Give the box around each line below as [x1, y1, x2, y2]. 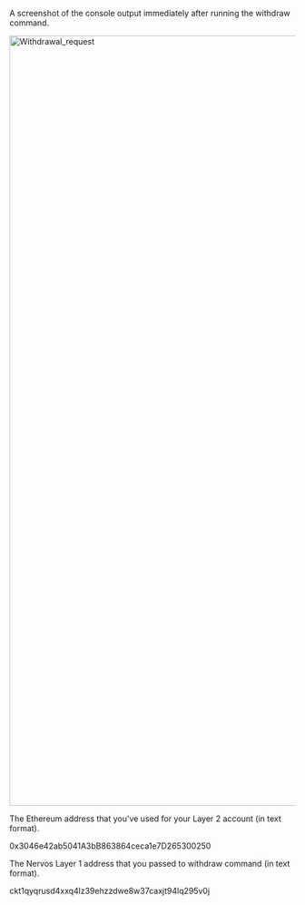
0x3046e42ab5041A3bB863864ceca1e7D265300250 [9, 840, 212, 851]
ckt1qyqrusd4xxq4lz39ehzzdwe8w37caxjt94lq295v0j [9, 886, 211, 896]
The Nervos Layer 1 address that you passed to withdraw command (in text [9, 859, 290, 869]
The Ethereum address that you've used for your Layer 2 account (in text [9, 813, 281, 824]
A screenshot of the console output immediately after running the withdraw [9, 8, 290, 18]
